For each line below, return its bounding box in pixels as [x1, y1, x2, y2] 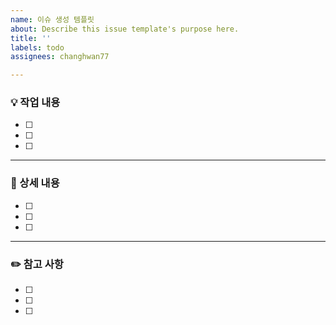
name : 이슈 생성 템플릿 [10, 14, 95, 25]
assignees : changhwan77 [10, 52, 110, 62]
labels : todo [10, 42, 65, 53]
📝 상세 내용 [10, 176, 60, 190]
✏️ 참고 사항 [10, 257, 64, 271]
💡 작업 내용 [10, 96, 61, 110]
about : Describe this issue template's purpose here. [10, 24, 240, 34]
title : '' [10, 33, 52, 43]
